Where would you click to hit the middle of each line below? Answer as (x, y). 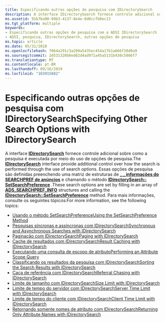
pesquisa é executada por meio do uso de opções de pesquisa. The (73, 158)
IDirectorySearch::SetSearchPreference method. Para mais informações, (80, 195)
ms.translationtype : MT (29, 60)
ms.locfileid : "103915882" (33, 74)
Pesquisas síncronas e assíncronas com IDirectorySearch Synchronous (84, 225)
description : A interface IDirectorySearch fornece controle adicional (80, 14)
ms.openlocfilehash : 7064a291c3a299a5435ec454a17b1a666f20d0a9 (71, 51)
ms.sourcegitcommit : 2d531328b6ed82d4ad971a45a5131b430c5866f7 (71, 55)
